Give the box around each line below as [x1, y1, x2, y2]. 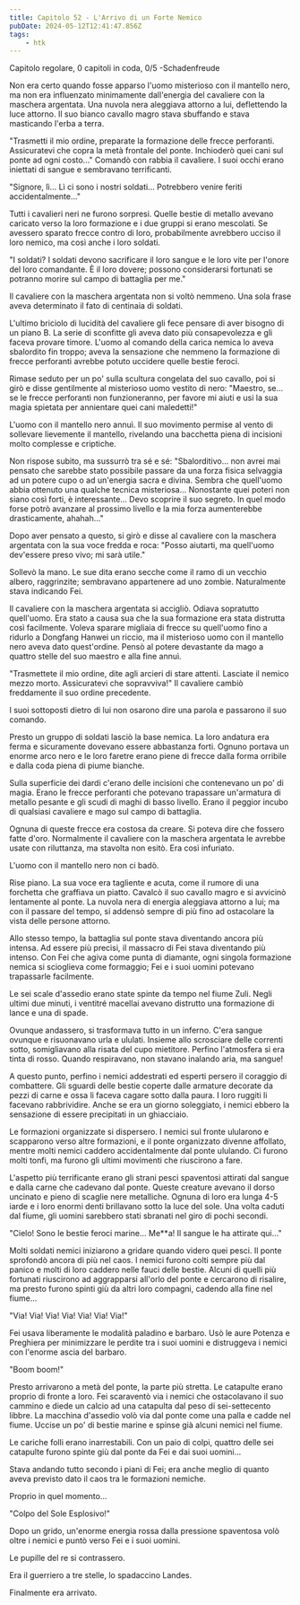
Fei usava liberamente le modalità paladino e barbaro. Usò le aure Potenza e [9, 1328, 291, 1339]
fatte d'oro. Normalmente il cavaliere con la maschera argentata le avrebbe [9, 833, 286, 844]
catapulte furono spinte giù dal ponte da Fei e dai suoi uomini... [9, 1446, 242, 1458]
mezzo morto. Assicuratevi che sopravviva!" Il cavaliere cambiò [9, 678, 244, 689]
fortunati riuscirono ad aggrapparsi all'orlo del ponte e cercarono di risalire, [9, 1274, 287, 1285]
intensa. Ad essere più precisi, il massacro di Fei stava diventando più [9, 943, 266, 954]
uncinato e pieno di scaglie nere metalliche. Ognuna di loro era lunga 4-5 [9, 1191, 279, 1202]
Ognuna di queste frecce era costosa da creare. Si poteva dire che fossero [9, 824, 285, 834]
